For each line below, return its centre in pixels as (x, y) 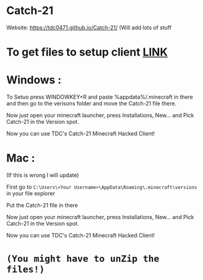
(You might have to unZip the (83, 259)
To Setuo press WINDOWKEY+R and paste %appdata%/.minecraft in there (100, 97)
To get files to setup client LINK (87, 52)
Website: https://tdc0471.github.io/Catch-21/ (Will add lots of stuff (89, 27)
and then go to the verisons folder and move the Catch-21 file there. (91, 104)
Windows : (34, 80)
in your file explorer (31, 193)
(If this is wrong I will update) (43, 175)
